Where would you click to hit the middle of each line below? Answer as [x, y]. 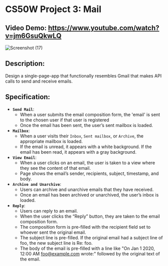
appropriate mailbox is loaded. [51, 141]
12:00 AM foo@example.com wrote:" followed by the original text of [90, 253]
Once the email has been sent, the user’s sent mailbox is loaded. [87, 125]
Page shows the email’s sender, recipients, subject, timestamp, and [89, 173]
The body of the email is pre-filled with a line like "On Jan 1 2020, [88, 248]
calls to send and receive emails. [39, 81]
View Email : [24, 157]
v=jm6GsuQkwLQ [33, 36]
